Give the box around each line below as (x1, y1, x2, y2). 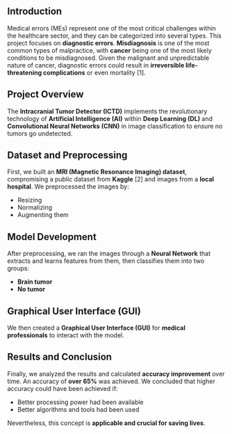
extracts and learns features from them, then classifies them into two (7, 257, 205, 265)
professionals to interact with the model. (7, 331, 124, 339)
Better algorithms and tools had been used (17, 405, 140, 413)
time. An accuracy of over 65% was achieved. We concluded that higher (7, 377, 215, 385)
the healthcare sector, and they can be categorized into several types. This (7, 31, 222, 40)
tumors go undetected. (7, 129, 73, 138)
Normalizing (17, 203, 53, 211)
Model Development (7, 231, 97, 243)
